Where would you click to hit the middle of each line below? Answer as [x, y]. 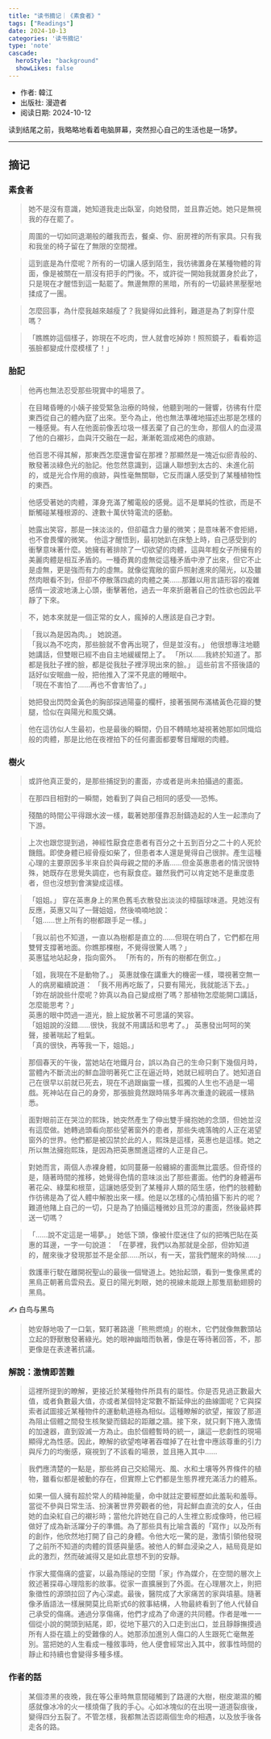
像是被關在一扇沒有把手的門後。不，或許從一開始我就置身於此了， [152, 273]
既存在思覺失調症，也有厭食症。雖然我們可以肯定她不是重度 [148, 873]
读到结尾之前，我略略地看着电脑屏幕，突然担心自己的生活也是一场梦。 [125, 129]
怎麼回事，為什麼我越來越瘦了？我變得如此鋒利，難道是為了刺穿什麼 [141, 311]
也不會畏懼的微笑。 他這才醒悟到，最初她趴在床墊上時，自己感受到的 [142, 539]
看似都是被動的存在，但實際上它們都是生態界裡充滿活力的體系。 [156, 1479]
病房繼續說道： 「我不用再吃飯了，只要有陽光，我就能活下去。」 [148, 985]
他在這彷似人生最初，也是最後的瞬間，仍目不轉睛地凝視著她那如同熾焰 [145, 729]
